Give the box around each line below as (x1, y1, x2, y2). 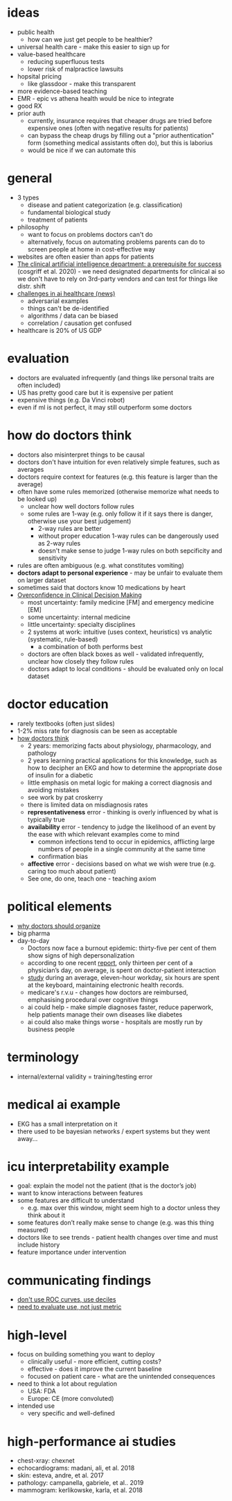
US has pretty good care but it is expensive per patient (17, 388, 174, 397)
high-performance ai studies (7, 1434, 177, 1450)
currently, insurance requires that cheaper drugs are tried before (27, 116, 213, 124)
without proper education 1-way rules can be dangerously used (37, 532, 220, 540)
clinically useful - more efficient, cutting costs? (27, 1357, 161, 1366)
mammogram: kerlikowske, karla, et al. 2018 (17, 1486, 143, 1495)
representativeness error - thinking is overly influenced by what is (27, 807, 219, 816)
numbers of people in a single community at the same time (37, 844, 206, 853)
